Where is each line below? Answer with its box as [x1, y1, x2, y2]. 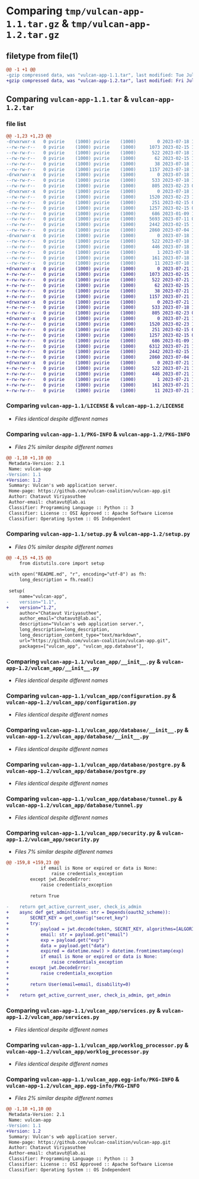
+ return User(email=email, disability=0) [6, 981, 131, 988]
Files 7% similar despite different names [14, 848, 113, 856]
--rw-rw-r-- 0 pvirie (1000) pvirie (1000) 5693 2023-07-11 [6, 216, 190, 222]
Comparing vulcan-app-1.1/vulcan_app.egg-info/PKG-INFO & [6, 1075, 179, 1083]
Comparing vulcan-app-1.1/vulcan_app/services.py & [6, 1007, 161, 1015]
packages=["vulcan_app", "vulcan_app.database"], [19, 643, 145, 649]
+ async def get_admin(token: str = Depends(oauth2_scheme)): [6, 910, 171, 916]
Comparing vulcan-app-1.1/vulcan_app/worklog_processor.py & [6, 1040, 189, 1049]
